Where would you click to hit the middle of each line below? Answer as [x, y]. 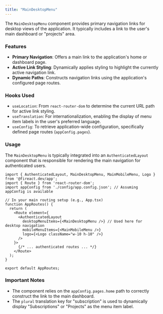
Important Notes [25, 280]
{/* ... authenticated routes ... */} [57, 247]
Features [16, 46]
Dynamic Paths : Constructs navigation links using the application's [79, 77]
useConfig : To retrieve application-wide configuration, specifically [78, 127]
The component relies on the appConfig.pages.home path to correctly [81, 291]
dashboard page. [29, 62]
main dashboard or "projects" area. [40, 34]
